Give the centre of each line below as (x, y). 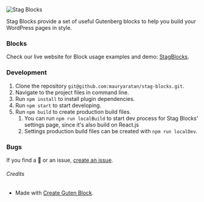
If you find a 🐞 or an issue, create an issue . (60, 160)
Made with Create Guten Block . (54, 193)
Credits (16, 174)
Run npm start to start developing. (58, 105)
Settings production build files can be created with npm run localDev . (111, 131)
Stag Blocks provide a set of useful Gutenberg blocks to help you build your (101, 21)
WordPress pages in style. (39, 28)
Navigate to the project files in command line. (72, 92)
